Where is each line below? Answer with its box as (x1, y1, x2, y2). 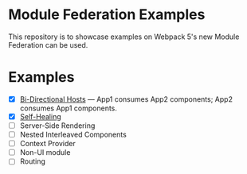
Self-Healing (19, 111, 61, 121)
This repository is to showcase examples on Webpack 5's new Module (8, 32, 240, 41)
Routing (19, 157, 46, 166)
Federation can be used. (8, 40, 88, 49)
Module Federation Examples (8, 6, 206, 24)
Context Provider (19, 139, 76, 149)
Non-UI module (19, 148, 71, 157)
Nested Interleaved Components (19, 130, 127, 140)
